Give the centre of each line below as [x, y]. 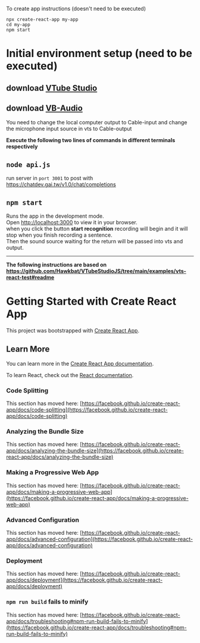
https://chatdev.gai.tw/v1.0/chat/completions [61, 184]
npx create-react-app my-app [42, 20]
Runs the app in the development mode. [55, 216]
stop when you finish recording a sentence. [59, 235]
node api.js [28, 164]
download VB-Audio [45, 108]
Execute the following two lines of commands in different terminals [91, 140]
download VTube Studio [52, 88]
